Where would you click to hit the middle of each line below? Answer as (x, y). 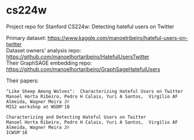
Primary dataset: (26, 38)
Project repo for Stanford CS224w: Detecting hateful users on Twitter (90, 26)
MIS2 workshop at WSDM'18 (38, 106)
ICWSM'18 (17, 132)
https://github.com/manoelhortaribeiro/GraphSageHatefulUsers (83, 69)
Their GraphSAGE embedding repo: (49, 63)
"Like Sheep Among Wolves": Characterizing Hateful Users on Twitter (95, 91)
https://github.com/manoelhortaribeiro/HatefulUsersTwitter (78, 56)
